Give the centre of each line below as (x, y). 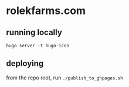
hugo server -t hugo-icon (38, 46)
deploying (25, 63)
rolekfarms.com (46, 11)
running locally (34, 32)
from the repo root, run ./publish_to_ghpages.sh (64, 78)
